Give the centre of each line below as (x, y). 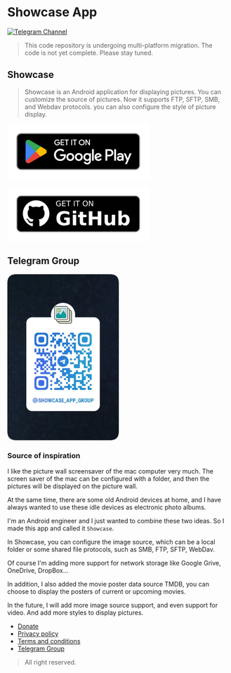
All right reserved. (50, 662)
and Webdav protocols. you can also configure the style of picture (120, 107)
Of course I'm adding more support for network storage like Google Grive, (114, 563)
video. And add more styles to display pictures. (75, 613)
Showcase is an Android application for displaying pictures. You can (123, 91)
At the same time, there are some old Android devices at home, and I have (114, 499)
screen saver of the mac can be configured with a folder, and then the (108, 478)
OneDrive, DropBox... (38, 570)
